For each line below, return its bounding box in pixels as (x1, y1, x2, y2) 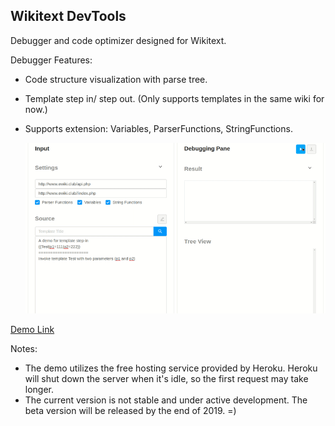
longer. (24, 383, 55, 395)
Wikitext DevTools (10, 8, 127, 25)
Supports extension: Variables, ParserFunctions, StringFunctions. (24, 122, 293, 134)
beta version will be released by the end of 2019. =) (24, 404, 237, 416)
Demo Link (10, 323, 55, 335)
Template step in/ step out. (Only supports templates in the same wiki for (24, 92, 325, 104)
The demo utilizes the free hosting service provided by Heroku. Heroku (24, 362, 318, 374)
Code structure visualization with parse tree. (24, 73, 208, 85)
